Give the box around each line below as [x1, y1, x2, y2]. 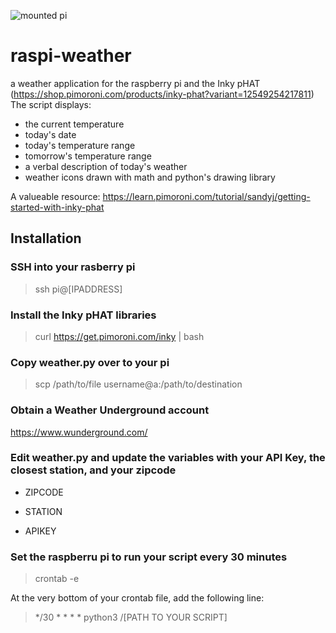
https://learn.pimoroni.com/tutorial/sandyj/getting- [102, 190, 311, 202]
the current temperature [24, 118, 125, 130]
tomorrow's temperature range [24, 150, 152, 162]
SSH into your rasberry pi [10, 260, 136, 274]
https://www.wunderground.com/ [10, 426, 148, 438]
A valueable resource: [10, 190, 101, 202]
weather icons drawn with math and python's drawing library [24, 171, 276, 183]
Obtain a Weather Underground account [10, 403, 210, 417]
